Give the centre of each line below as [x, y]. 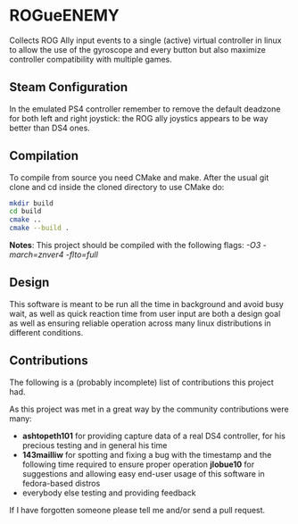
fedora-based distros [61, 483]
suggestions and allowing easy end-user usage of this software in [143, 473]
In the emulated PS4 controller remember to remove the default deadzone [145, 109]
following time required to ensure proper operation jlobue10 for [138, 464]
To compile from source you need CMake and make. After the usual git [139, 177]
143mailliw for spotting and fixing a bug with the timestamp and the [147, 454]
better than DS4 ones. [50, 128]
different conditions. [46, 332]
